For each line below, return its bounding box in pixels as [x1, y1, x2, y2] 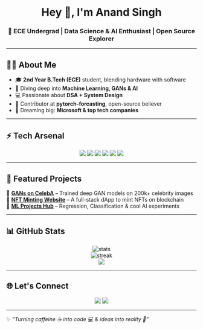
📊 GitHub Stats [6, 226, 65, 237]
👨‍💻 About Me [6, 60, 57, 70]
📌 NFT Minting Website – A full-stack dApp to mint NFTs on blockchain [6, 196, 184, 203]
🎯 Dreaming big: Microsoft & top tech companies [14, 107, 139, 114]
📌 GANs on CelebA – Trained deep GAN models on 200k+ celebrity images [6, 190, 193, 197]
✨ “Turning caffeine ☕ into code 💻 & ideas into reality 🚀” [6, 315, 149, 322]
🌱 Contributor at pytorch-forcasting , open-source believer [14, 100, 162, 107]
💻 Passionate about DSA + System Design [14, 92, 123, 99]
